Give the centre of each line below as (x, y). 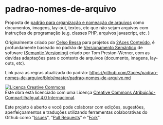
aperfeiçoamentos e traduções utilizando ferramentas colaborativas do (76, 112)
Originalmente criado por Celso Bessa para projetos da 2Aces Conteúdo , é (80, 42)
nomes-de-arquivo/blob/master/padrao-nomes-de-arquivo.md (68, 78)
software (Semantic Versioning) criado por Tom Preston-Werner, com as (77, 53)
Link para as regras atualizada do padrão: (47, 72)
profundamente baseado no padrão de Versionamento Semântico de (74, 47)
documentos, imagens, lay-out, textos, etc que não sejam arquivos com (77, 27)
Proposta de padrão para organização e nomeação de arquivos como (75, 22)
